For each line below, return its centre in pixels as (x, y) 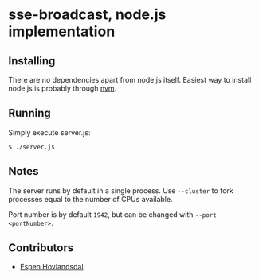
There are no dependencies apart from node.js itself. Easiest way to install (130, 80)
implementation (62, 31)
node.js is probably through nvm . (63, 88)
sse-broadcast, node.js (87, 15)
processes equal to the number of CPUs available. (90, 199)
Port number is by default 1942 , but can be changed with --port (112, 214)
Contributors (41, 248)
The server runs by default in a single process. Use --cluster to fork (121, 190)
